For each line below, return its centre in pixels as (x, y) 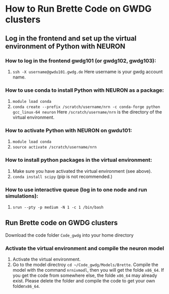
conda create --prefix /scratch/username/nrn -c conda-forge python (86, 107)
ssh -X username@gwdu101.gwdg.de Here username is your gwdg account (88, 71)
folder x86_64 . (26, 286)
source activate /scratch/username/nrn (55, 148)
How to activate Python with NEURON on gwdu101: (69, 131)
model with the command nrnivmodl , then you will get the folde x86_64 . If (88, 270)
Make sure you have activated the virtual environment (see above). (82, 171)
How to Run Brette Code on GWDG (78, 9)
